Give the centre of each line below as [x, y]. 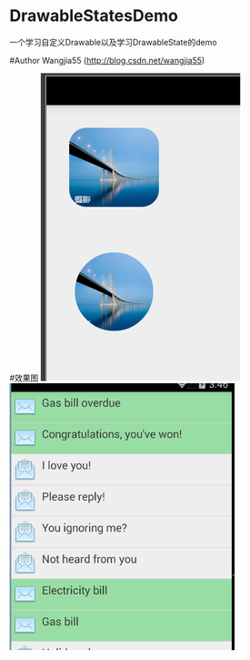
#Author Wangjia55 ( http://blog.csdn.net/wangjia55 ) [107, 60]
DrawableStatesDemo [94, 16]
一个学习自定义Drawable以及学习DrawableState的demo [113, 42]
